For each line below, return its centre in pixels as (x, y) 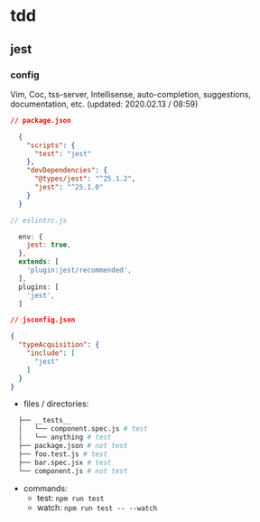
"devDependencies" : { (67, 171)
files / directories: (56, 404)
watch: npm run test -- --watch (97, 508)
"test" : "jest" (63, 154)
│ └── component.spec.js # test (83, 429)
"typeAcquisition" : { (59, 345)
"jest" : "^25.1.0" (69, 187)
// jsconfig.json (43, 320)
